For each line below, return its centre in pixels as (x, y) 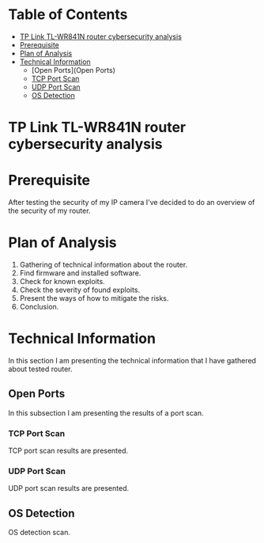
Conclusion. (39, 307)
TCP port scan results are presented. (68, 451)
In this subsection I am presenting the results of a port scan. (106, 412)
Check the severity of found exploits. (80, 290)
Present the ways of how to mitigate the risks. (94, 298)
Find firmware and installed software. (80, 273)
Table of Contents (68, 15)
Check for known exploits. (62, 281)
